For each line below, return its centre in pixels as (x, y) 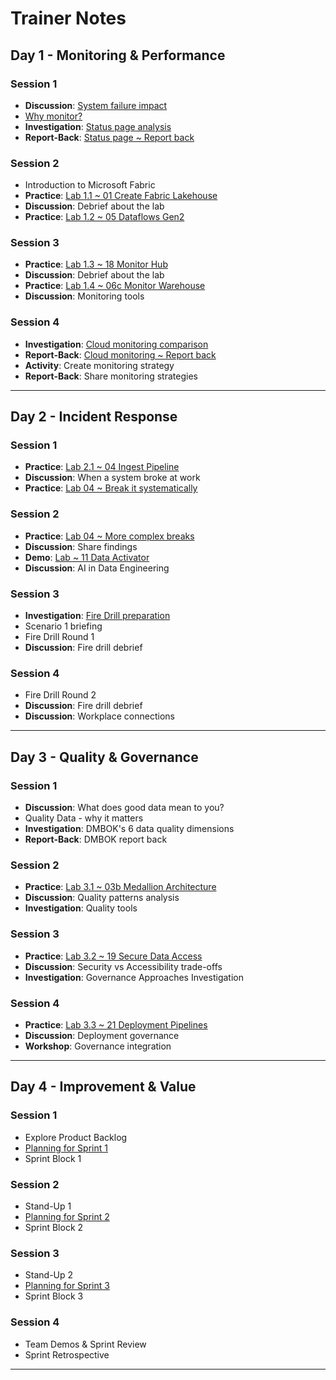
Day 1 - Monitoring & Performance (118, 55)
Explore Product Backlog (76, 1137)
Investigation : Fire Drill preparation (97, 616)
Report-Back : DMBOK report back (96, 839)
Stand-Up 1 (48, 1206)
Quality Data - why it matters (84, 818)
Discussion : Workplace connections (99, 716)
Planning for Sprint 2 (67, 1216)
